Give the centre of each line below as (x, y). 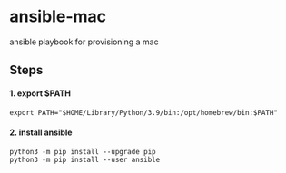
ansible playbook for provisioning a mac (84, 42)
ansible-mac (58, 17)
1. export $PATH (40, 93)
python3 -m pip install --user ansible (85, 159)
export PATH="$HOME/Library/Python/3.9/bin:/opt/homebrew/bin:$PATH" (144, 112)
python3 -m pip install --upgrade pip (83, 151)
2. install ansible (41, 132)
